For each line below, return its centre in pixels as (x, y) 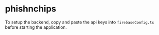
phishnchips (31, 9)
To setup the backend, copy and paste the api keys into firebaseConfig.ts (80, 22)
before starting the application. (36, 27)
